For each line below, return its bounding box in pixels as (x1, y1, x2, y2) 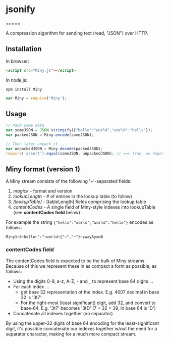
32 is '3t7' (20, 294, 42, 300)
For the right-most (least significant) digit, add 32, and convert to (20, 300, 156, 306)
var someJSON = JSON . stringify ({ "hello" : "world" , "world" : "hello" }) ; (6, 128, 153, 133)
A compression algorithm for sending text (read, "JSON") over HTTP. (6, 30, 148, 36)
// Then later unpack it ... (6, 141, 67, 146)
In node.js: (6, 77, 28, 83)
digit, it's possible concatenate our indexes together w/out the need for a (6, 325, 157, 331)
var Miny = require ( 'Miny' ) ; (6, 95, 67, 101)
